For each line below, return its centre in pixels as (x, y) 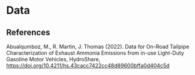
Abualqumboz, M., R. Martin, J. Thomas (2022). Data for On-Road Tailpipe (98, 46)
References (28, 32)
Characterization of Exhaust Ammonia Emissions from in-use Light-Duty (95, 53)
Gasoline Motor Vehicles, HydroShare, (53, 59)
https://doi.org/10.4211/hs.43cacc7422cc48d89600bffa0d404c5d (88, 65)
